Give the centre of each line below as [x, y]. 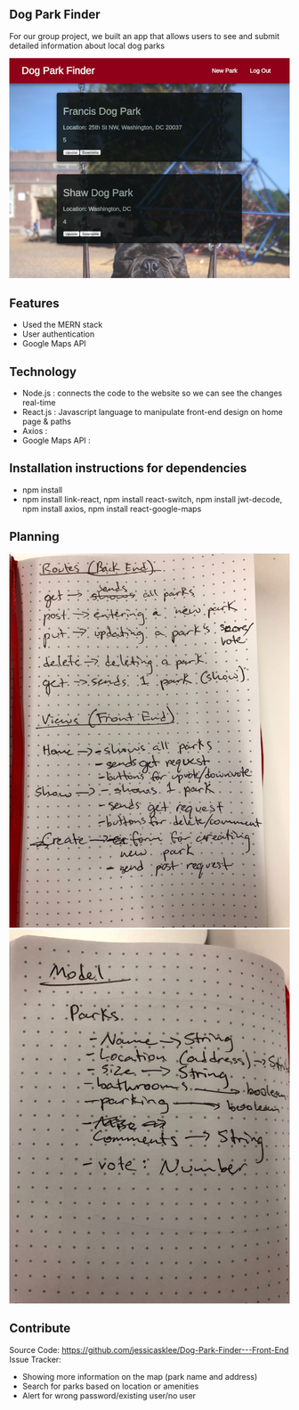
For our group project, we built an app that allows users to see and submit [145, 36]
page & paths [46, 421]
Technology [43, 372]
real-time [39, 403]
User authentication [58, 334]
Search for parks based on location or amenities [110, 1386]
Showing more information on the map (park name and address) [140, 1376]
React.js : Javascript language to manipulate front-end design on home [152, 412]
